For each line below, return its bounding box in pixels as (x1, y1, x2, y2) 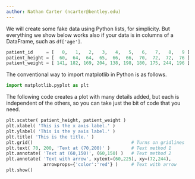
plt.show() (6, 167, 33, 173)
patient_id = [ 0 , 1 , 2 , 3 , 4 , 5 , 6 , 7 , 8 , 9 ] (6, 49, 190, 55)
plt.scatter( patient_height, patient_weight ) (6, 117, 127, 124)
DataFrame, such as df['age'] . (6, 37, 82, 45)
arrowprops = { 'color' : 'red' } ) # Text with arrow (43, 162, 177, 168)
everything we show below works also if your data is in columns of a (6, 31, 174, 39)
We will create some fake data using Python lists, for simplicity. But (6, 25, 171, 32)
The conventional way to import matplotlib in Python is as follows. (6, 71, 167, 78)
